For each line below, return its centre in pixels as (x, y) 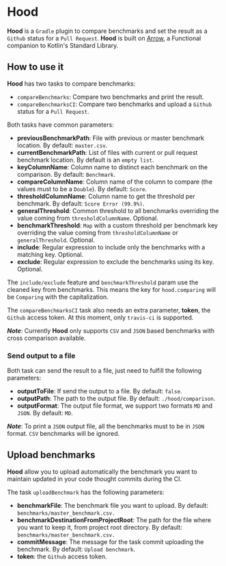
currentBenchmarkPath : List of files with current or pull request (107, 152)
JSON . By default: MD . (45, 413)
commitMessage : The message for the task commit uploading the (110, 541)
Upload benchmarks (51, 455)
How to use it (36, 67)
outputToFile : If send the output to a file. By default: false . (99, 391)
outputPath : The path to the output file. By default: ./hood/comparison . (116, 399)
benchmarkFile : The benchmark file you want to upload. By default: (112, 505)
